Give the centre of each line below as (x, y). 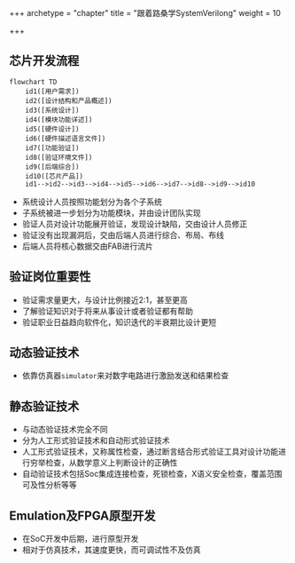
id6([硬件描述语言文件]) (66, 139)
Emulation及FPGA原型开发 (82, 515)
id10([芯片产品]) (54, 176)
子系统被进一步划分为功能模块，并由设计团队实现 (111, 212)
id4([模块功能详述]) (59, 119)
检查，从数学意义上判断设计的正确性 (112, 463)
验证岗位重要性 (50, 277)
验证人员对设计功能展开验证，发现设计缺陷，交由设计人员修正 (135, 224)
